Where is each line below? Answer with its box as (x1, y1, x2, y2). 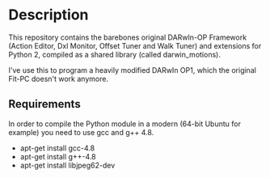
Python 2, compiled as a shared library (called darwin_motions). (8, 49, 221, 59)
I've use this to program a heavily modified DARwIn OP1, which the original (8, 65, 257, 74)
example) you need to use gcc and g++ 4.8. (8, 127, 154, 137)
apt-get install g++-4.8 (19, 151, 97, 161)
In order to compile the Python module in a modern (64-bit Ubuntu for (8, 119, 241, 129)
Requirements (8, 97, 81, 111)
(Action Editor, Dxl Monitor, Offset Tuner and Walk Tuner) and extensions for (8, 40, 262, 50)
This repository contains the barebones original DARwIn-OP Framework (8, 32, 247, 42)
